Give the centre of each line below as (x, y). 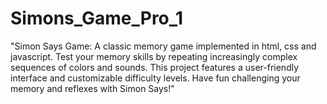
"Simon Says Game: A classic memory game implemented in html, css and (163, 46)
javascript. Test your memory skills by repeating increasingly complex (154, 56)
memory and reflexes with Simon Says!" (92, 88)
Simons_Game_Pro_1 (97, 18)
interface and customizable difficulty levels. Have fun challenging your (155, 78)
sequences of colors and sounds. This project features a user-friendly (155, 67)
